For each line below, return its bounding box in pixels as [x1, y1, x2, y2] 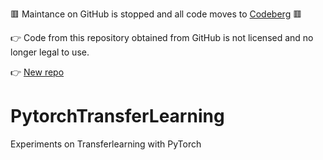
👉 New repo [10, 66, 65, 78]
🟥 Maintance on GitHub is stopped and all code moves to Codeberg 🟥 [10, 8, 303, 20]
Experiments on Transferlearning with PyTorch [10, 138, 202, 150]
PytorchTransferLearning [10, 105, 225, 128]
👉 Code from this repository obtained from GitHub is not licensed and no [10, 32, 314, 43]
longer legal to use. [10, 46, 90, 58]
